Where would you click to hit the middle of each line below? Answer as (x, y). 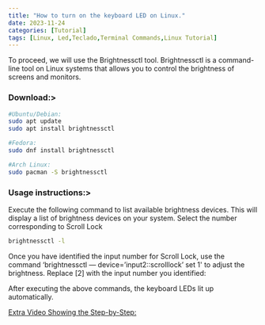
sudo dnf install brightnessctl (61, 151)
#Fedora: (23, 143)
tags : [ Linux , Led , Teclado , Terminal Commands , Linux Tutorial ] (113, 38)
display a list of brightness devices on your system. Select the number (123, 218)
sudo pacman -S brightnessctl (58, 172)
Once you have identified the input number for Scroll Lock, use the (117, 256)
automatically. (31, 296)
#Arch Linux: (30, 164)
